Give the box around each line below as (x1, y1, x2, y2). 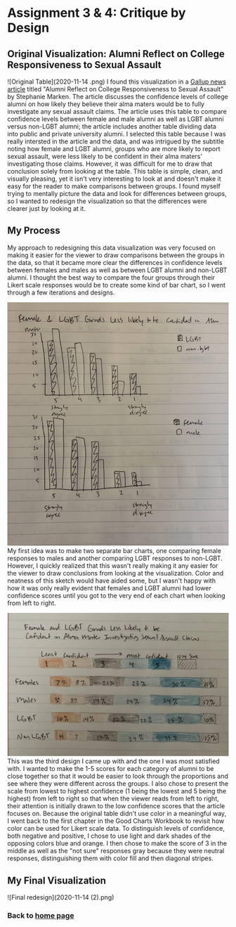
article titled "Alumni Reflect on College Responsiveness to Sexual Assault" (7, 85, 224, 93)
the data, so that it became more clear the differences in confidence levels (7, 258, 223, 266)
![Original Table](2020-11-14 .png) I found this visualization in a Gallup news (7, 77, 226, 86)
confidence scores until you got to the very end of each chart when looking (7, 591, 226, 599)
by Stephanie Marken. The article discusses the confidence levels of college (7, 93, 228, 101)
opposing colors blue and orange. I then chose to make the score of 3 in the (7, 839, 227, 848)
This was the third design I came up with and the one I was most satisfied (7, 757, 220, 765)
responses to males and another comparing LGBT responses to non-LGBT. (7, 554, 223, 562)
